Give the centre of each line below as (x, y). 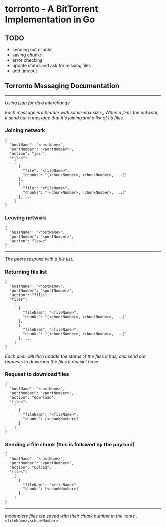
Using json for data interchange (38, 103)
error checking (27, 60)
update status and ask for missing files (52, 65)
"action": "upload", (31, 468)
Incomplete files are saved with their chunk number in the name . (71, 516)
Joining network (25, 130)
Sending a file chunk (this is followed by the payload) (70, 444)
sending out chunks (32, 50)
